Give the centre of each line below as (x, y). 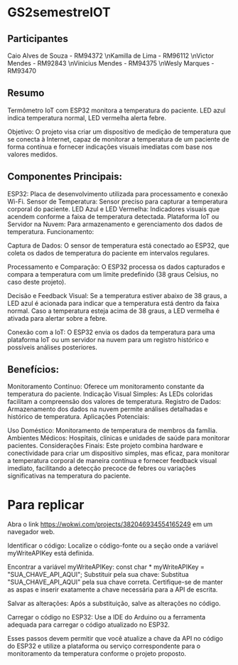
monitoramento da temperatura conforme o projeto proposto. (97, 654)
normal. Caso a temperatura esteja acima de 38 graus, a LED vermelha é (114, 311)
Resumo (26, 93)
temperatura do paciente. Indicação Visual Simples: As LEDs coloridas (110, 394)
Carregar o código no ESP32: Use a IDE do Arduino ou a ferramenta (107, 617)
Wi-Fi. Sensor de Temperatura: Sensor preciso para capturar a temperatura (118, 201)
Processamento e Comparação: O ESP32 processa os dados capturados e (117, 267)
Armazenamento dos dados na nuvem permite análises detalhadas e (108, 409)
